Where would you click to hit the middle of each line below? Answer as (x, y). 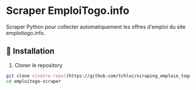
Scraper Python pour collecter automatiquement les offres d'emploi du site (96, 27)
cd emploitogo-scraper (34, 81)
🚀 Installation (30, 51)
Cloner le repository (38, 65)
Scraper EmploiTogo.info (68, 11)
